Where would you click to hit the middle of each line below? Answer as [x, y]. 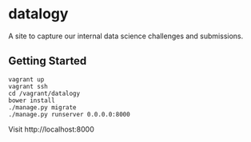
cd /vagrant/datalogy [44, 93]
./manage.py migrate [43, 107]
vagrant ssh [28, 86]
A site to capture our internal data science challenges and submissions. [126, 36]
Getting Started [48, 61]
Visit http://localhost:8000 [51, 129]
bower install [32, 101]
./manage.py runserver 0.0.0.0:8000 [69, 114]
